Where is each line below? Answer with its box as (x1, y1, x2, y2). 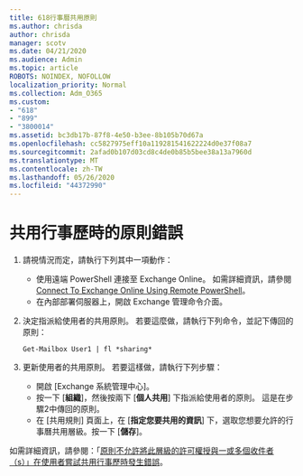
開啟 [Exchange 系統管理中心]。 (35, 381, 155, 392)
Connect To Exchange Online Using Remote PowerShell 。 (35, 285, 251, 296)
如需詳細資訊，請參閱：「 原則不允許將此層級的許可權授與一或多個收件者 (9, 445, 274, 456)
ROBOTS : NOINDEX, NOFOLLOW (9, 72, 111, 81)
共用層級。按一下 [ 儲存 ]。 (51, 426, 147, 437)
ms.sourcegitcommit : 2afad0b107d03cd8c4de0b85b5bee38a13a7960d (9, 147, 252, 156)
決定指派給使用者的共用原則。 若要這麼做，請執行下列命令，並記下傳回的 (22, 315, 294, 326)
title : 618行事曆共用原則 (9, 13, 97, 23)
